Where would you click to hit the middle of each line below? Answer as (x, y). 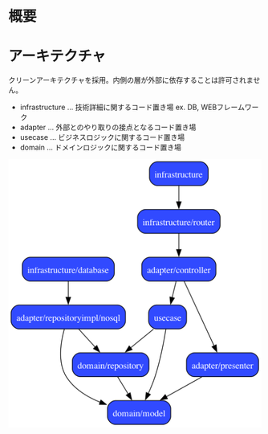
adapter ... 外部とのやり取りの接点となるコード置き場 (108, 127)
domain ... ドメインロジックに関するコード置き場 (101, 147)
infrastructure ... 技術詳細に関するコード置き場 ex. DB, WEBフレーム (132, 107)
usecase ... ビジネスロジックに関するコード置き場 (102, 137)
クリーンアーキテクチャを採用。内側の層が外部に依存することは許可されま (131, 80)
